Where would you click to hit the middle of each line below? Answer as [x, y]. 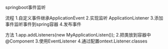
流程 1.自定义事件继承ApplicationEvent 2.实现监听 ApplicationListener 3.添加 [84, 18]
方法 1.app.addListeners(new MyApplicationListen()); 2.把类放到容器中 [78, 35]
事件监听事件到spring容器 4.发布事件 [44, 24]
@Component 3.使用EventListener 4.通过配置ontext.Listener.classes [76, 41]
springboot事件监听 [26, 7]
